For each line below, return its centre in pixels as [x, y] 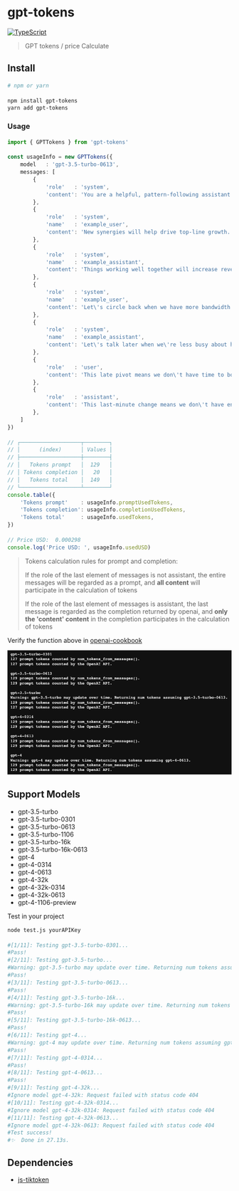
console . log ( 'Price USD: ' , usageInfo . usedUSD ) [79, 547]
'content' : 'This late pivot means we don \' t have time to [134, 374]
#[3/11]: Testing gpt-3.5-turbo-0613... [68, 982]
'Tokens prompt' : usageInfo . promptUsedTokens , [97, 503]
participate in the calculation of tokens [81, 590]
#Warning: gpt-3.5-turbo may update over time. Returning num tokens [113, 968]
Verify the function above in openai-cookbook [75, 640]
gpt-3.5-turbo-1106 [46, 834]
